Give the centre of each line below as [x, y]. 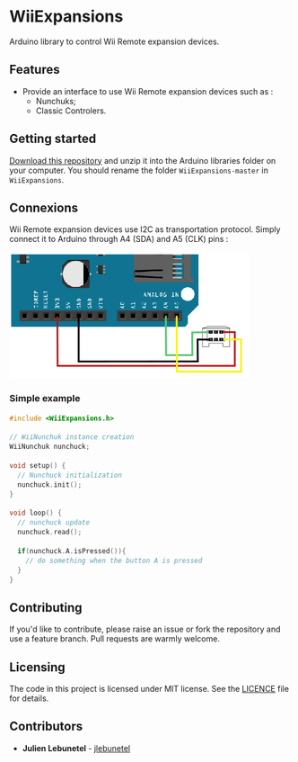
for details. [29, 698]
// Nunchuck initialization [70, 475]
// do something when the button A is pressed [114, 560]
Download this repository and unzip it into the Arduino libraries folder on [143, 160]
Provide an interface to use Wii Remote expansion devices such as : [148, 91]
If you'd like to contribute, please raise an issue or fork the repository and [145, 629]
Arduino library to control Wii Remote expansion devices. [114, 41]
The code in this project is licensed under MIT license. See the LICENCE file [149, 689]
